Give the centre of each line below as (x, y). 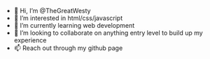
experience (30, 40)
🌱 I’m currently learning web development (74, 25)
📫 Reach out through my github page (68, 48)
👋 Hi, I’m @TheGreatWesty (52, 11)
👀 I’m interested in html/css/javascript (68, 18)
